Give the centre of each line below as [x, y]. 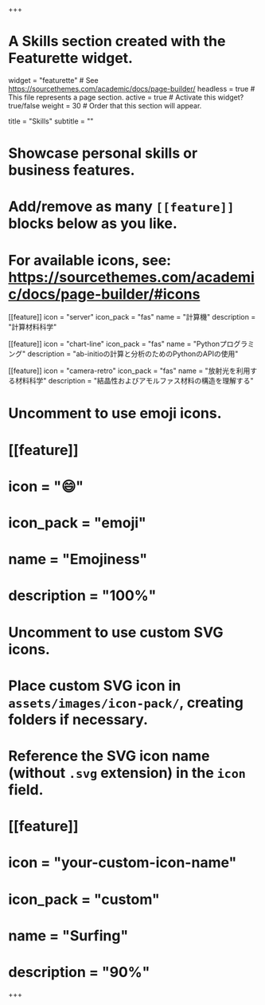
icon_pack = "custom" [84, 899]
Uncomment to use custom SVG [116, 632]
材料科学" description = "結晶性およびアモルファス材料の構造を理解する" [134, 381]
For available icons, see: [90, 260]
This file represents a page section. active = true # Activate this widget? [126, 97]
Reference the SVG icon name [109, 756]
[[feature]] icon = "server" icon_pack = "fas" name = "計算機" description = [132, 317]
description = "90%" [79, 972]
